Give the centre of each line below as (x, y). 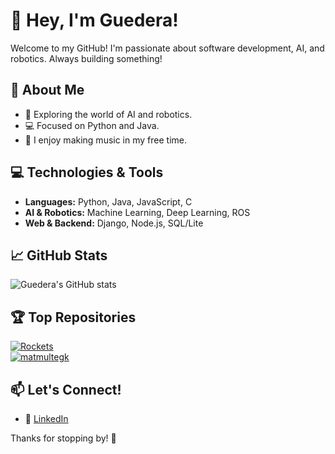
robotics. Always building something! (86, 58)
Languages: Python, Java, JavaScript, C (108, 201)
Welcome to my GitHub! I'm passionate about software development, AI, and (167, 48)
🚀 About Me (47, 90)
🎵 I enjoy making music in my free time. (105, 140)
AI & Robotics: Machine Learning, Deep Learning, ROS (137, 212)
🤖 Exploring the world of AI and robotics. (108, 114)
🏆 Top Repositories (73, 317)
